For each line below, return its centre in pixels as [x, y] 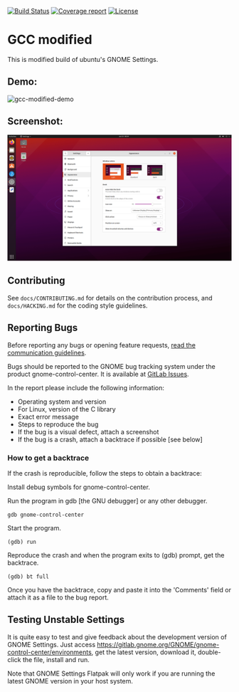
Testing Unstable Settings [66, 620]
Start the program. [34, 528]
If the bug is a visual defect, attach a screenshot [88, 431]
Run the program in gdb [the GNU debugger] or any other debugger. [107, 500]
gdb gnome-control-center [46, 515]
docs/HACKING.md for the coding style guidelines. [78, 305]
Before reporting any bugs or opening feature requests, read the [101, 345]
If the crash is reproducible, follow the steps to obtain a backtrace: [105, 473]
